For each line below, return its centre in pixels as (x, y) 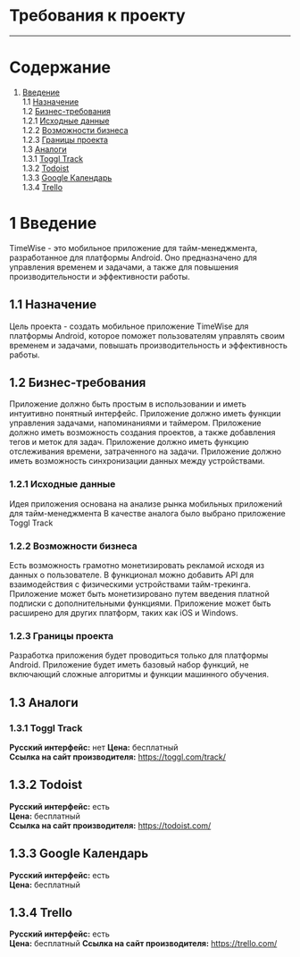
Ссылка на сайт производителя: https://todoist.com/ (110, 825)
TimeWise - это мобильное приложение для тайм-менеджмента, (133, 248)
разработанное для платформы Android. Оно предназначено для (133, 257)
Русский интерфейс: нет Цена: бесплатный (94, 748)
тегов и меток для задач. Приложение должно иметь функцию (129, 442)
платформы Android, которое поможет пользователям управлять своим (147, 335)
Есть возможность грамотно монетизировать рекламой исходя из (137, 566)
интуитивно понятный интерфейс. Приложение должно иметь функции (145, 414)
